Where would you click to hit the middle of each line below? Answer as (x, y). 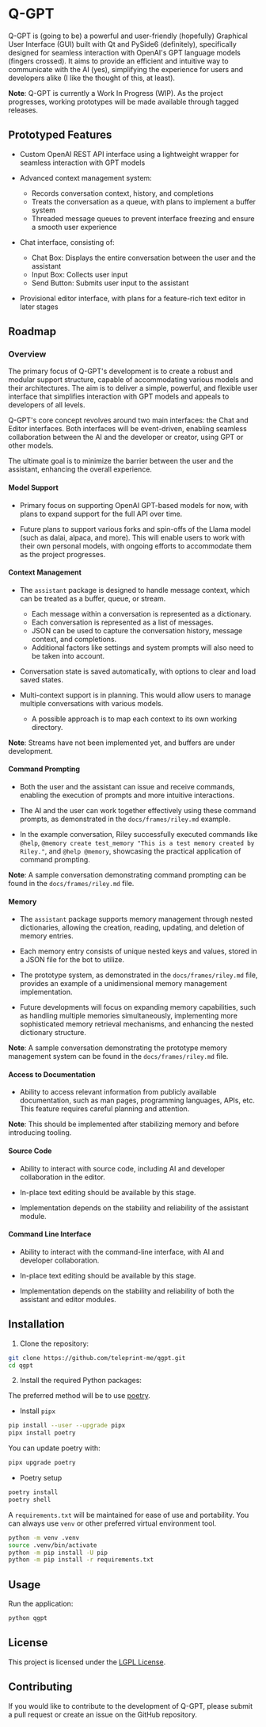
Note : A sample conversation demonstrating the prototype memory (118, 1048)
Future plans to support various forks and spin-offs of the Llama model (135, 529)
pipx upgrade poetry (42, 1463)
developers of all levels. (47, 405)
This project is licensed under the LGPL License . (87, 1662)
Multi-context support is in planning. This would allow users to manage (135, 695)
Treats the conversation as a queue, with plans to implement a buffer (143, 201)
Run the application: (41, 1604)
